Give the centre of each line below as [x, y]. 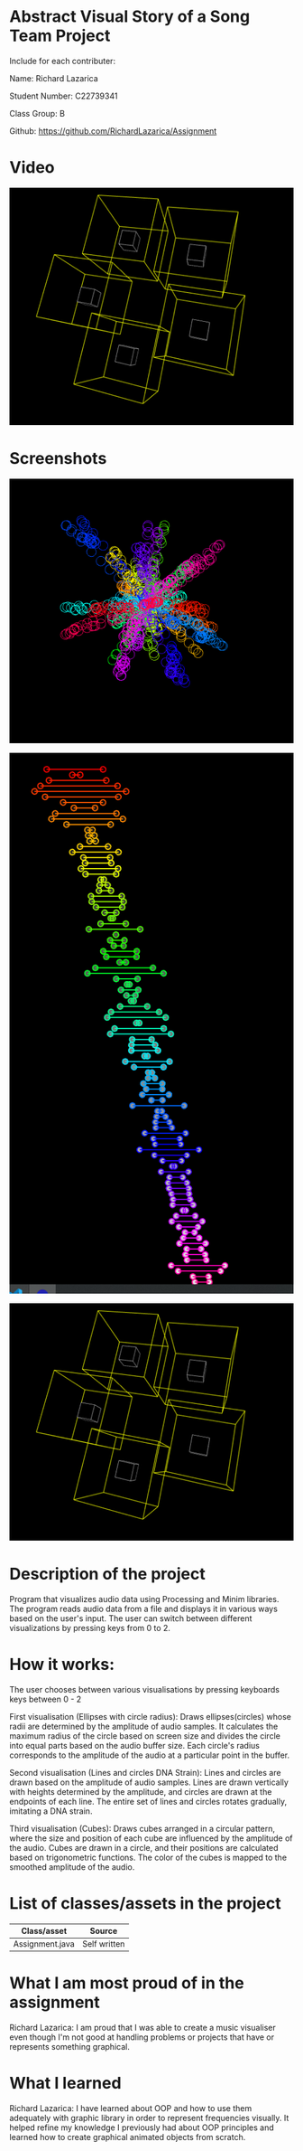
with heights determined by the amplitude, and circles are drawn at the [141, 1791]
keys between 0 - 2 [46, 1699]
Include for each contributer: [62, 61]
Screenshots [58, 459]
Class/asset [44, 1931]
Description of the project [107, 1574]
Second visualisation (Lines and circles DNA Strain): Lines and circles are [145, 1772]
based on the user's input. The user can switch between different [131, 1618]
